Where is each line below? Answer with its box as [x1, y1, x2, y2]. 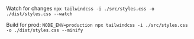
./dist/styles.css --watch [6, 11, 73, 17]
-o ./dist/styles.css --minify [6, 27, 83, 33]
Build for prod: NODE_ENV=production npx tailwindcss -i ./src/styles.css [6, 22, 188, 28]
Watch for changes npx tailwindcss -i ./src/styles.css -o [6, 5, 155, 12]
